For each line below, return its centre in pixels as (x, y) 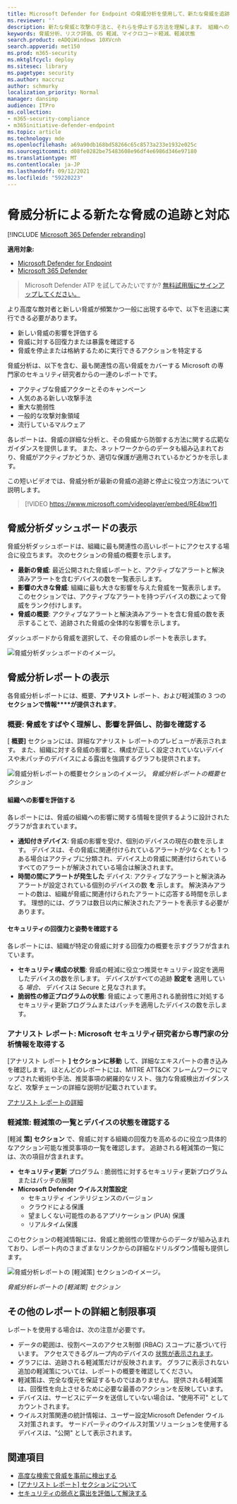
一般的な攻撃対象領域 (48, 416)
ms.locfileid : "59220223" (45, 178)
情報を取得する (40, 1044)
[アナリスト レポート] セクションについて (77, 1484)
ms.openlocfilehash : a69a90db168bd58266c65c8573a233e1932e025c (102, 145)
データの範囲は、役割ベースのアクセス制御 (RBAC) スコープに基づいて (119, 1345)
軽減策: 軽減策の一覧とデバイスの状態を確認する (89, 1122)
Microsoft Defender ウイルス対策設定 (72, 1190)
